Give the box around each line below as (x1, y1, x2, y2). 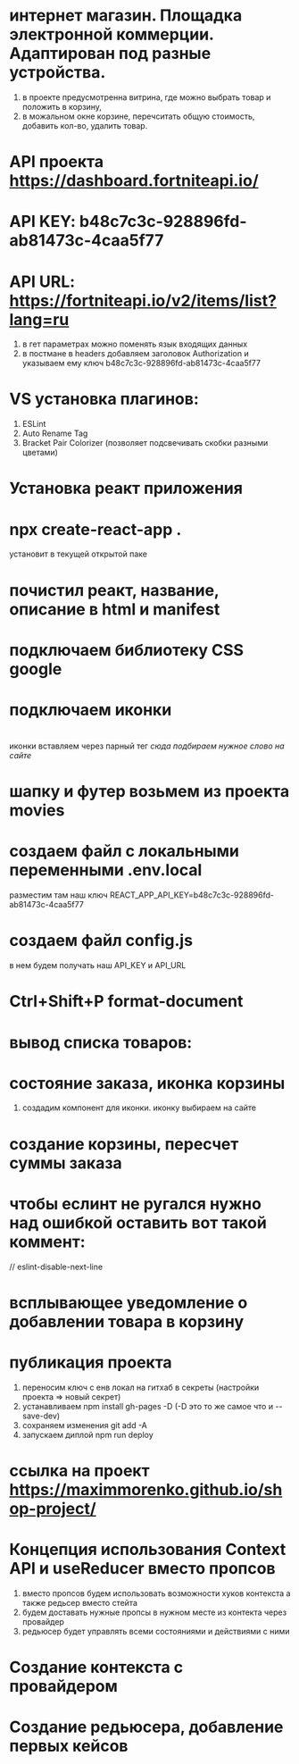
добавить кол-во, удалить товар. (21, 120, 148, 130)
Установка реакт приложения (9, 479, 244, 498)
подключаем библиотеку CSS (9, 640, 244, 660)
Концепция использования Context (9, 1540, 287, 1559)
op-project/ (9, 1498, 96, 1518)
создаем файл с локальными (9, 841, 239, 862)
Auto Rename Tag (21, 428, 88, 439)
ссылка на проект (9, 1460, 150, 1481)
